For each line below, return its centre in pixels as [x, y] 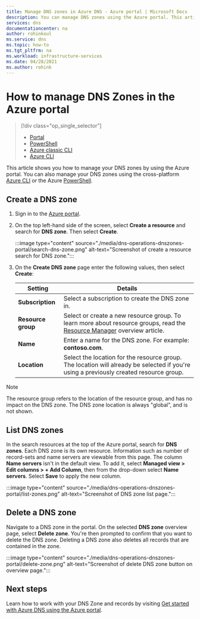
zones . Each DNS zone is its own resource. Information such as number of [98, 450]
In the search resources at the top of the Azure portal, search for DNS [92, 444]
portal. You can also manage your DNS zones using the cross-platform [93, 174]
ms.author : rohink [29, 67]
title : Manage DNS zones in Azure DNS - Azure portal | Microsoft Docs [97, 12]
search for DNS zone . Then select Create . [66, 232]
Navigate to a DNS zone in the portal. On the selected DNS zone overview [97, 527]
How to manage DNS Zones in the [91, 97]
